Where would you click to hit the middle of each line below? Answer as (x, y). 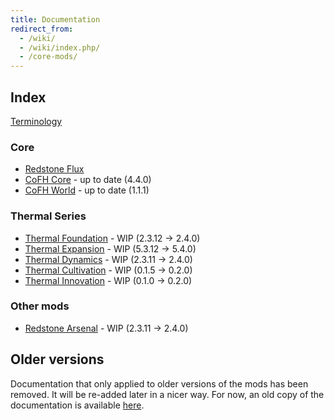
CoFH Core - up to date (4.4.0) (88, 180)
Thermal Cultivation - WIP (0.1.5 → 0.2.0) (108, 270)
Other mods (40, 306)
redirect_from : (42, 29)
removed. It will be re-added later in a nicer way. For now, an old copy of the (167, 394)
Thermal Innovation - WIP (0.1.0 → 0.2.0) (108, 280)
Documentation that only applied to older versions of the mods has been (159, 383)
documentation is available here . (77, 405)
